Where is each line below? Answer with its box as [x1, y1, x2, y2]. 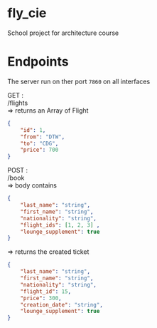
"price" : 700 [20, 146, 59, 154]
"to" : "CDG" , [20, 140, 59, 147]
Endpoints [7, 53, 69, 70]
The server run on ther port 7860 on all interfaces [7, 77, 151, 86]
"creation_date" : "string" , [20, 301, 103, 308]
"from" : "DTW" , [20, 133, 65, 140]
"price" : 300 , [20, 294, 62, 302]
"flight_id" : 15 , [20, 287, 72, 295]
